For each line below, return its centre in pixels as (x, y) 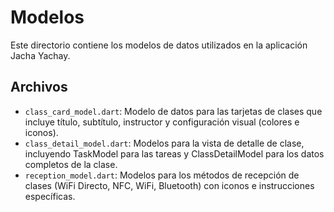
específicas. (50, 196)
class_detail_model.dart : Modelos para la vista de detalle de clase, (164, 143)
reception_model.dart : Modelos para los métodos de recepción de (162, 175)
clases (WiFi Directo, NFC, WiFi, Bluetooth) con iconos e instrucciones (169, 185)
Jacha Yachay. (40, 55)
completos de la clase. (71, 164)
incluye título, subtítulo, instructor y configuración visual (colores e (162, 122)
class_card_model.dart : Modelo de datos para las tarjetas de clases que (173, 111)
